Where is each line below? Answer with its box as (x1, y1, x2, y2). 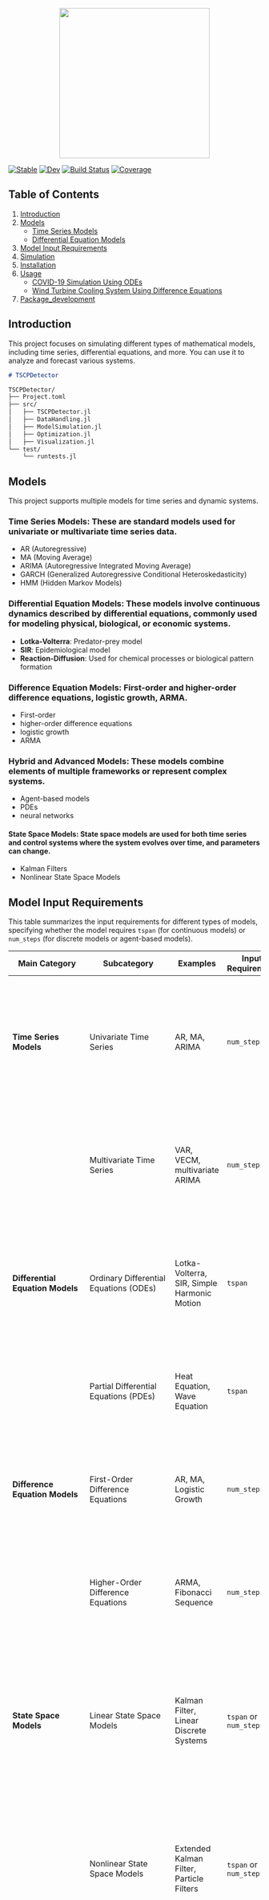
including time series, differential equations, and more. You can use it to (8, 347, 245, 356)
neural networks (19, 811, 74, 821)
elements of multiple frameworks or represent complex (8, 765, 227, 777)
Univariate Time (89, 1031, 150, 1042)
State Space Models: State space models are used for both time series (8, 829, 247, 838)
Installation (19, 260, 57, 270)
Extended (175, 1843, 211, 1854)
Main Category (18, 958, 76, 969)
